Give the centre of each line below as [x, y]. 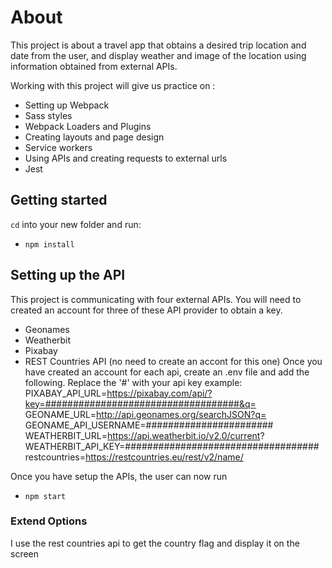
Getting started [59, 200]
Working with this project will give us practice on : [113, 85]
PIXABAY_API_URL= [66, 393]
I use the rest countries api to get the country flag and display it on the [155, 543]
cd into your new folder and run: [76, 224]
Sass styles [48, 115]
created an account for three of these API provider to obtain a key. [146, 310]
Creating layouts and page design [94, 137]
